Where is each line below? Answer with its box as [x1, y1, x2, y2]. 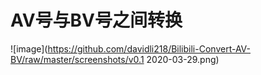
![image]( [10, 42, 48, 55]
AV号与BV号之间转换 [10, 9, 183, 32]
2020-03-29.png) [146, 53, 220, 65]
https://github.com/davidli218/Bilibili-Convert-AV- [47, 42, 251, 55]
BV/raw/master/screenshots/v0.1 [10, 53, 145, 65]
